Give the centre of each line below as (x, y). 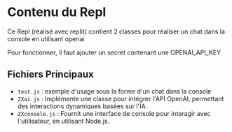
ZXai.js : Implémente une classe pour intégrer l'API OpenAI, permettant (121, 98)
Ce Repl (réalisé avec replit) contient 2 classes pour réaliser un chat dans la (116, 31)
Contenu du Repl (57, 12)
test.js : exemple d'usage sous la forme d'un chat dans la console (114, 91)
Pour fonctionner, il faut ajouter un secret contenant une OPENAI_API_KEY (114, 52)
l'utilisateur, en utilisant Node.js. (63, 121)
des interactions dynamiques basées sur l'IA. (82, 106)
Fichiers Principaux (50, 74)
